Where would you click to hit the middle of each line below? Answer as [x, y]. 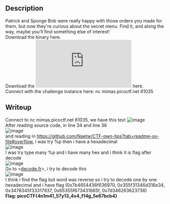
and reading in [20, 136]
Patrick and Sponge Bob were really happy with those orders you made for [84, 20]
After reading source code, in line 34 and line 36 [56, 125]
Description [24, 8]
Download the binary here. [33, 37]
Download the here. [75, 86]
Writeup [18, 108]
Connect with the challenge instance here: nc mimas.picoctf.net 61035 [79, 91]
